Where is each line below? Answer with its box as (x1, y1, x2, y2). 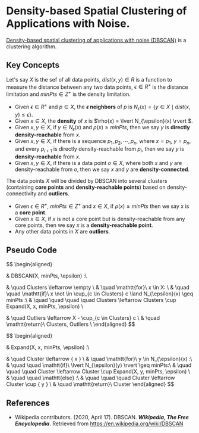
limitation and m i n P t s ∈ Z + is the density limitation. (6, 89, 131, 98)
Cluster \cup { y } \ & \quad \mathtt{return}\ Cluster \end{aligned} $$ (6, 381, 174, 388)
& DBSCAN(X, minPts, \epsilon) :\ (6, 272, 87, 279)
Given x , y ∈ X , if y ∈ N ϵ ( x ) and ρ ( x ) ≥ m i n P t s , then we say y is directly (14, 123, 190, 132)
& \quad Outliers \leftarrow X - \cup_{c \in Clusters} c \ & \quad (6, 314, 160, 322)
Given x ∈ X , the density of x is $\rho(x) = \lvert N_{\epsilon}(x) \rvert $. (14, 117, 193, 124)
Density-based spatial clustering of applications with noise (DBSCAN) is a (6, 36, 187, 43)
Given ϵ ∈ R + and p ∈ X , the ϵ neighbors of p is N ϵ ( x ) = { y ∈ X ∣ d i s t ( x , (14, 102, 191, 111)
